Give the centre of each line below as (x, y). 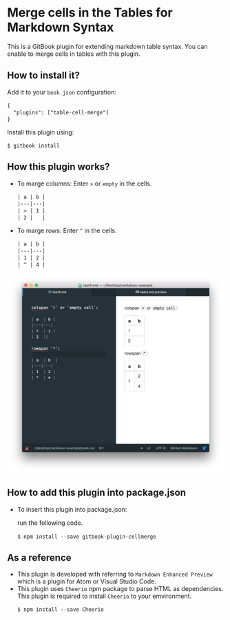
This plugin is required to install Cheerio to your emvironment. (104, 596)
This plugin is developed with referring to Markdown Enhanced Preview (115, 574)
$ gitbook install (33, 146)
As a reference (39, 558)
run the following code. (50, 523)
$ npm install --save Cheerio (61, 610)
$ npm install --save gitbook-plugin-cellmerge (86, 537)
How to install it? (44, 76)
